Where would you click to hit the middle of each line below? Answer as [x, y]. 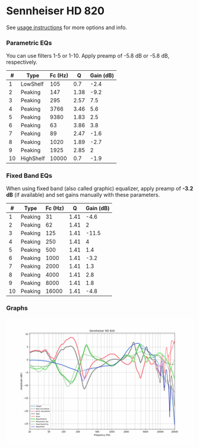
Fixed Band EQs [29, 176]
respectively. [22, 62]
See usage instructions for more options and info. [67, 27]
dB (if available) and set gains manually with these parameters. [83, 195]
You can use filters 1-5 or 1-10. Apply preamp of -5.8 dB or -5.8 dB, [88, 56]
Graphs [17, 308]
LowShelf [32, 84]
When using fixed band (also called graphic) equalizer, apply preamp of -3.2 [100, 189]
